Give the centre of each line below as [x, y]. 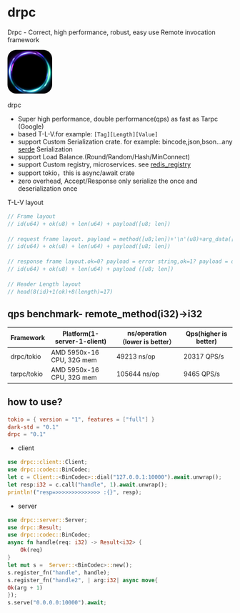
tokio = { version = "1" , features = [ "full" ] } [81, 419]
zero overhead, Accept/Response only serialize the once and [107, 181]
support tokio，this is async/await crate [76, 173]
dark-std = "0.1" [33, 427]
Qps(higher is [206, 334]
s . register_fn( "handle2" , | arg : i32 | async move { [83, 580]
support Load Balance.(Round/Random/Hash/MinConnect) [104, 156]
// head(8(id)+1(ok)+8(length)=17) [60, 291]
